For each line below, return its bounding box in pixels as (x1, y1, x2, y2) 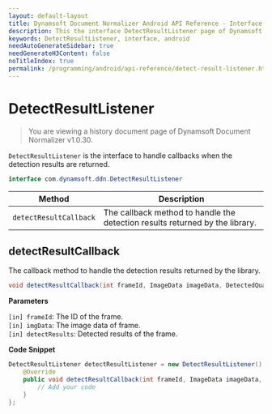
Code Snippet (8, 345, 56, 355)
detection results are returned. (8, 159, 110, 169)
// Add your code (37, 382, 96, 391)
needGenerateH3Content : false (8, 49, 111, 58)
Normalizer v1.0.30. (28, 134, 93, 144)
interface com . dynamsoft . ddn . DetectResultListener (8, 175, 183, 183)
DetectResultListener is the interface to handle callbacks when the (8, 151, 233, 160)
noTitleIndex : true (8, 58, 74, 66)
